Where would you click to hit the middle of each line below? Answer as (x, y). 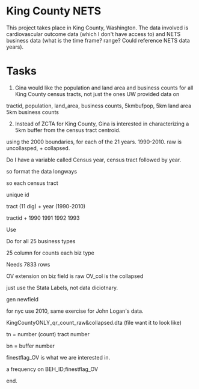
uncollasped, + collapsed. (38, 148)
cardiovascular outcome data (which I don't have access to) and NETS (93, 34)
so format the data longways (41, 171)
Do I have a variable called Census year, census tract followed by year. (94, 160)
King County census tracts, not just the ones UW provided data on (97, 94)
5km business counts (32, 112)
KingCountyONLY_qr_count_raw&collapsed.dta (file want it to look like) (94, 322)
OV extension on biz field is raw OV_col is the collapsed (75, 276)
